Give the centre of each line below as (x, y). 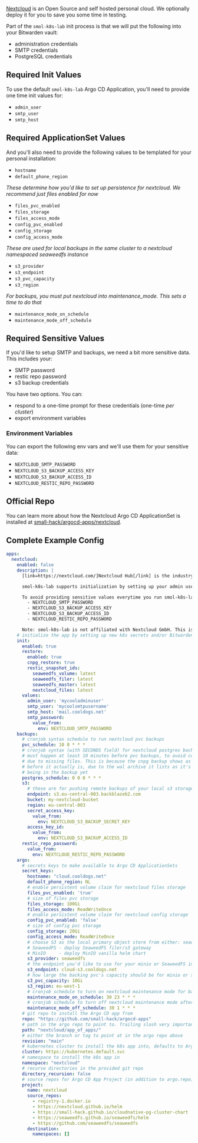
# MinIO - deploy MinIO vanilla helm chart (87, 953)
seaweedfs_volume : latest (64, 674)
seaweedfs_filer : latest (63, 679)
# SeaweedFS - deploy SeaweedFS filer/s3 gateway (89, 948)
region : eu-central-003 (56, 805)
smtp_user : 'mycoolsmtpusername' (68, 707)
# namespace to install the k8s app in (70, 1057)
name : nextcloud (47, 1091)
